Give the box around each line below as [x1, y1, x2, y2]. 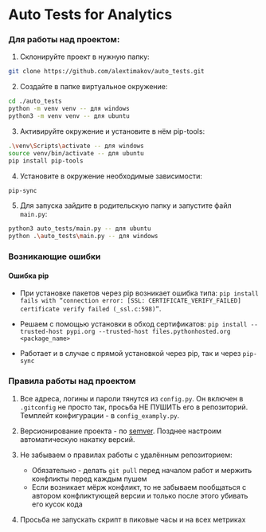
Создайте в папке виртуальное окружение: [19, 82, 168, 92]
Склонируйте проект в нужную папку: [19, 52, 150, 61]
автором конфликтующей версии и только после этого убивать [31, 491, 248, 500]
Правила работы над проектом [8, 376, 136, 387]
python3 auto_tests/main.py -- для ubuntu [8, 225, 151, 233]
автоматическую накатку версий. [19, 434, 135, 444]
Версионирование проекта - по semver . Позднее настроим [19, 426, 221, 436]
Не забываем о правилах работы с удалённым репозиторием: [19, 450, 233, 460]
